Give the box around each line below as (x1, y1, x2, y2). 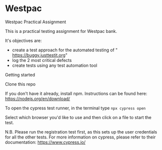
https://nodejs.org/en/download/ (5, 95, 70, 102)
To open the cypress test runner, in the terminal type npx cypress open (5, 105, 146, 111)
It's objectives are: (5, 37, 42, 44)
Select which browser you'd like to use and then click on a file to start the (5, 114, 152, 120)
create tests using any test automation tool (12, 62, 97, 68)
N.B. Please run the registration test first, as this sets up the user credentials (5, 129, 158, 135)
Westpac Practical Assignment (5, 19, 66, 25)
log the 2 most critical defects (12, 57, 72, 63)
